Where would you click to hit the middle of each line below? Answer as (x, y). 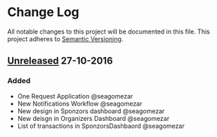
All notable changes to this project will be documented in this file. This (109, 31)
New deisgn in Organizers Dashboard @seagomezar (93, 118)
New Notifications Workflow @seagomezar (80, 103)
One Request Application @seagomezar (75, 96)
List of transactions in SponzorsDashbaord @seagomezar (101, 126)
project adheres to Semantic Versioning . (65, 38)
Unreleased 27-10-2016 (60, 61)
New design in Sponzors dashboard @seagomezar (91, 111)
